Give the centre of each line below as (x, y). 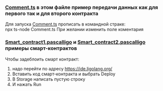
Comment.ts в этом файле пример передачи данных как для (81, 7)
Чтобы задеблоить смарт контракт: (42, 59)
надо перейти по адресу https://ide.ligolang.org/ (62, 68)
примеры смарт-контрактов (41, 48)
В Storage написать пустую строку (49, 79)
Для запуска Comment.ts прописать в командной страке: (65, 24)
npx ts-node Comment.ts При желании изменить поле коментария (74, 30)
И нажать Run (27, 84)
